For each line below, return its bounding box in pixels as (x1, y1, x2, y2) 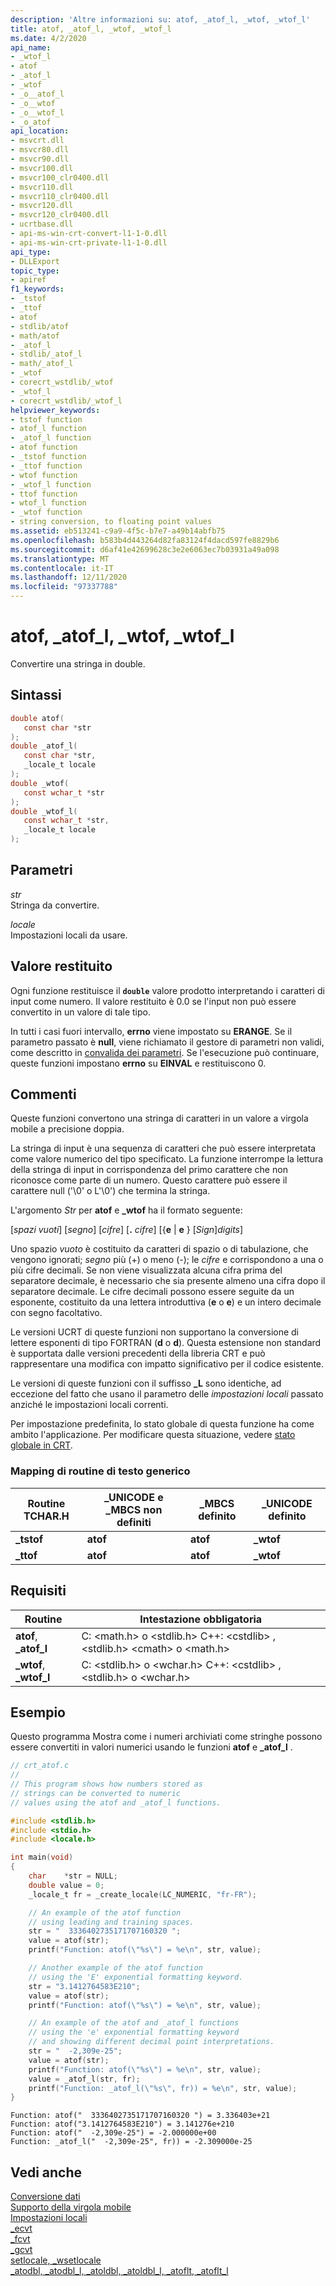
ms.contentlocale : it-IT (10, 563, 114, 573)
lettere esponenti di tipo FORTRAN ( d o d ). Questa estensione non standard (10, 1337, 322, 1349)
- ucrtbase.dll (10, 219, 74, 230)
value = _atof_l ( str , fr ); (28, 2074, 141, 2084)
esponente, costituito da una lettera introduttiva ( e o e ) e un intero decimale (10, 1296, 322, 1308)
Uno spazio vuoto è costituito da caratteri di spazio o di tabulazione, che (10, 1243, 309, 1255)
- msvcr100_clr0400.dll (10, 172, 110, 183)
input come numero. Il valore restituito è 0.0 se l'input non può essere (10, 995, 297, 1007)
